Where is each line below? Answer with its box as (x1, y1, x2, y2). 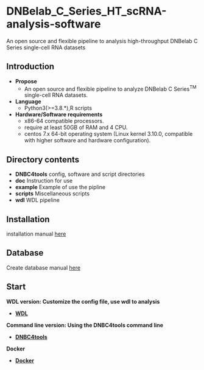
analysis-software (6, 17, 101, 31)
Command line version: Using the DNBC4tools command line (6, 321, 163, 329)
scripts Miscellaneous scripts (15, 190, 90, 197)
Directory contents (6, 154, 80, 165)
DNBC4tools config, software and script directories (15, 170, 145, 178)
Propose (15, 77, 38, 85)
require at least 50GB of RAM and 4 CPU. (24, 124, 128, 131)
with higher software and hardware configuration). (24, 137, 151, 144)
